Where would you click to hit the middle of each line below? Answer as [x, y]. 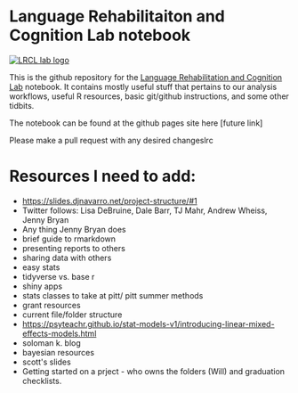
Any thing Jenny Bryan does [74, 229]
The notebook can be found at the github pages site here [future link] [136, 123]
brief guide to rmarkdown [69, 239]
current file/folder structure [72, 315]
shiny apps [42, 286]
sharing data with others [67, 258]
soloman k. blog [52, 343]
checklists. [42, 381]
